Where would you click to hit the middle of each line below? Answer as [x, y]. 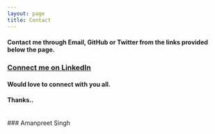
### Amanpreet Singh [39, 123]
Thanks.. [21, 100]
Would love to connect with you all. [59, 84]
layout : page [26, 14]
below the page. [31, 50]
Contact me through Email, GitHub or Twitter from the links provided [108, 42]
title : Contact [29, 20]
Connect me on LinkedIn [49, 68]
